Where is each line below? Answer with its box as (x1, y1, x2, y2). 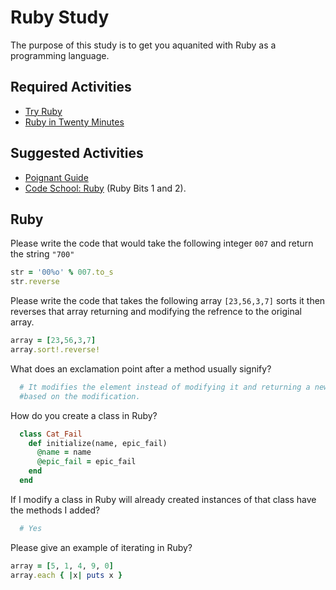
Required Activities (10, 79, 132, 96)
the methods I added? (10, 504, 101, 516)
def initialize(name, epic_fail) (28, 438, 168, 448)
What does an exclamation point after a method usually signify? (10, 362, 272, 375)
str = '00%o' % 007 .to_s (10, 267, 114, 278)
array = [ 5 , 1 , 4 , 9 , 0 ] (10, 561, 114, 571)
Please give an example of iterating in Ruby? (10, 541, 193, 553)
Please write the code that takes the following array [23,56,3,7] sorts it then (10, 295, 326, 307)
